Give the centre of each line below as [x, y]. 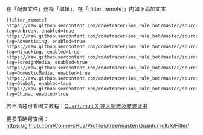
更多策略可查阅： [27, 119]
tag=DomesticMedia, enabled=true [48, 73]
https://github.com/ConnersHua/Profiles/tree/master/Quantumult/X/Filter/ [98, 126]
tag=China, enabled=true [37, 94]
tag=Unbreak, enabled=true [40, 31]
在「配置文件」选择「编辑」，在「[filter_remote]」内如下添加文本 [86, 9]
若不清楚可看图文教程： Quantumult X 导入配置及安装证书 [77, 106]
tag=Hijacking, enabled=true [43, 52]
